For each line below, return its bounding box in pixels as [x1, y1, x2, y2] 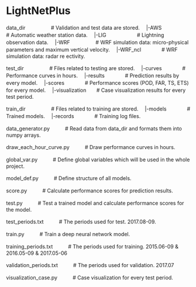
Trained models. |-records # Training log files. [6, 112, 141, 119]
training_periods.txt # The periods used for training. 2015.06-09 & [6, 243, 178, 250]
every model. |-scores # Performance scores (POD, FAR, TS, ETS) [6, 79, 189, 86]
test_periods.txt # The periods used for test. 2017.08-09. [6, 218, 156, 225]
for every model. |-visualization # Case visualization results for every [6, 87, 186, 94]
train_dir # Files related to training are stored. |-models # [6, 105, 191, 112]
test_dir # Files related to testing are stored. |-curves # [6, 64, 186, 71]
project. [6, 162, 25, 170]
